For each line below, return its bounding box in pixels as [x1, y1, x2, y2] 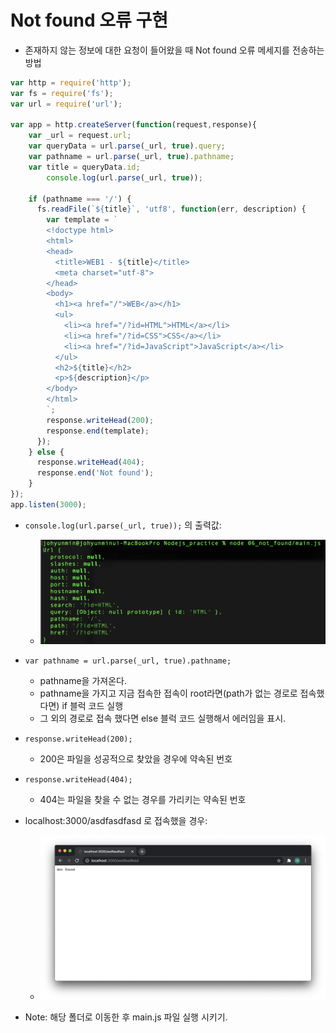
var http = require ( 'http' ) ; [10, 77, 132, 88]
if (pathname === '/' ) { [28, 194, 132, 204]
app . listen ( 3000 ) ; [10, 499, 87, 510]
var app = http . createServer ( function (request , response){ [10, 120, 257, 130]
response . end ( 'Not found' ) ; [36, 468, 155, 478]
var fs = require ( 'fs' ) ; [10, 88, 114, 98]
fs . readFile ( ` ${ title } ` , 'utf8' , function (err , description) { [36, 204, 307, 215]
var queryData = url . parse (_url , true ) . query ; [28, 141, 226, 151]
